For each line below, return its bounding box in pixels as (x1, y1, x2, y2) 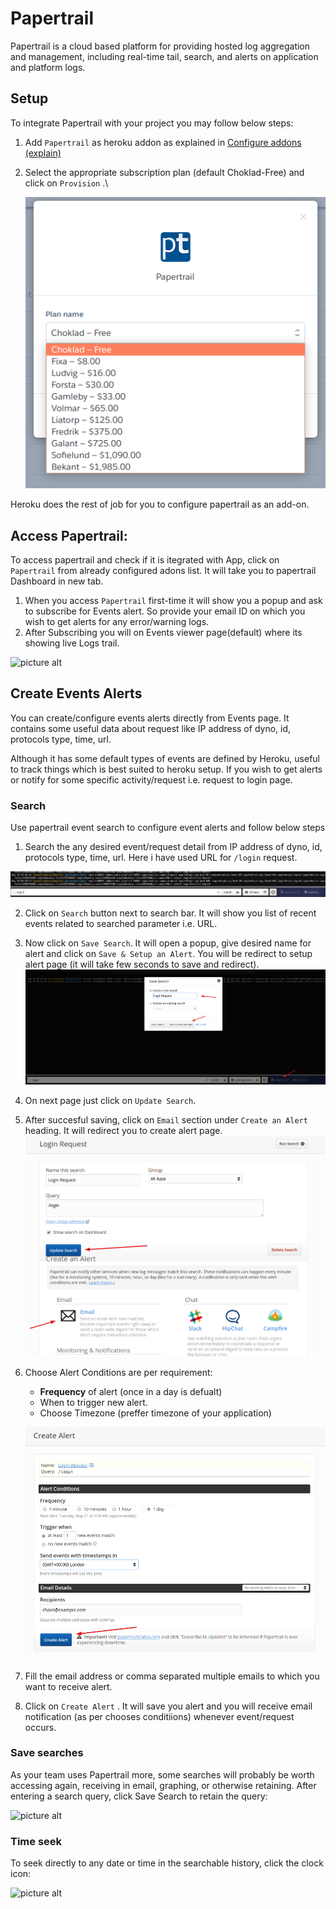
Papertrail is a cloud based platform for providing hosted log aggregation (10, 40, 311, 52)
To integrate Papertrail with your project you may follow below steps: (10, 117, 294, 129)
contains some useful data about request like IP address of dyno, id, (10, 722, 292, 734)
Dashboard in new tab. (10, 575, 104, 587)
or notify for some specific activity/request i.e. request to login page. (10, 773, 293, 786)
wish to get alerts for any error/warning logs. (24, 615, 210, 627)
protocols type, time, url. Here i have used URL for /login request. (24, 852, 298, 864)
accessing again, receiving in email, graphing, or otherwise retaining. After (10, 1779, 317, 1791)
